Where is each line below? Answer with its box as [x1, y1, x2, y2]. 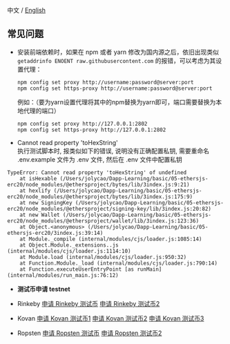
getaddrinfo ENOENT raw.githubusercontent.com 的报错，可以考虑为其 [17, 56, 216, 64]
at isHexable [19, 175, 57, 182]
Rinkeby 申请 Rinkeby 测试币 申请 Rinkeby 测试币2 [17, 299, 160, 307]
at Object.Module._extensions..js [19, 241, 119, 249]
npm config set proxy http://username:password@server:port [17, 79, 194, 86]
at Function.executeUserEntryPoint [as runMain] [19, 265, 162, 273]
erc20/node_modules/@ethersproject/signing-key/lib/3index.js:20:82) [7, 205, 212, 212]
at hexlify [19, 187, 51, 194]
